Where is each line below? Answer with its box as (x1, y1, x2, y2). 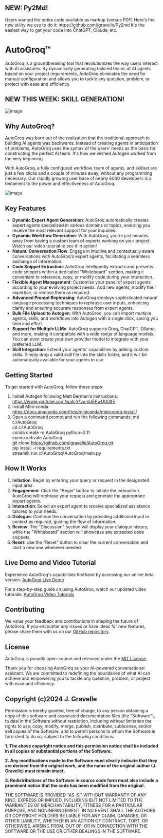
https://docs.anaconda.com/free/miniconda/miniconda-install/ (12, 409, 137, 414)
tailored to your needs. (12, 508, 58, 514)
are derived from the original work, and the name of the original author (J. (5, 763, 157, 769)
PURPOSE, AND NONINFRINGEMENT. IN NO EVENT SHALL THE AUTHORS (5, 808, 156, 814)
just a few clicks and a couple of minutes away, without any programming (5, 170, 152, 176)
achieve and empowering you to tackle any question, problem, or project (5, 675, 151, 681)
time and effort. (12, 321, 43, 327)
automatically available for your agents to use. (12, 357, 105, 363)
